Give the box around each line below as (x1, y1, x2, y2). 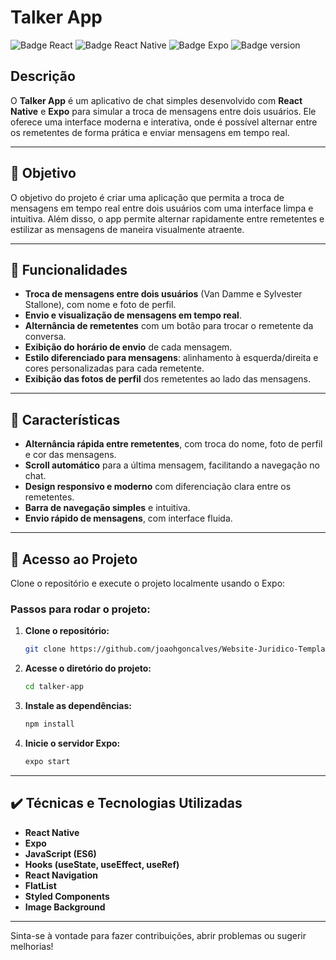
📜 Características (10, 411, 121, 428)
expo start (24, 756, 71, 766)
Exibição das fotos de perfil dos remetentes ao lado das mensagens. (24, 373, 312, 385)
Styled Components (24, 890, 110, 902)
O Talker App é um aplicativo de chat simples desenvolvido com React (10, 94, 303, 106)
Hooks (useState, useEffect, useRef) (24, 858, 180, 870)
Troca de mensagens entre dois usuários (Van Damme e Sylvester (24, 288, 303, 300)
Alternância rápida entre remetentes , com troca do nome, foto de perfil (24, 438, 323, 450)
